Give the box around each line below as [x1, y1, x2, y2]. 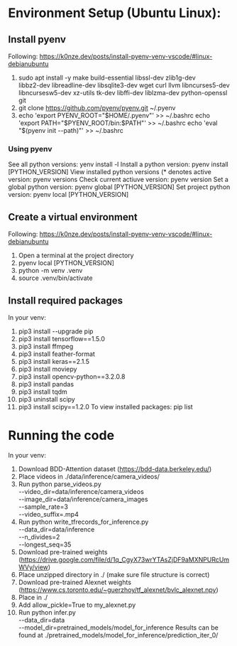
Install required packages [8, 294, 123, 306]
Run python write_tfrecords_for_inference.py [18, 517, 149, 526]
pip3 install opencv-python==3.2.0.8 [18, 372, 126, 381]
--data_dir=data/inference [18, 524, 95, 534]
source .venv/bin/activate [18, 274, 93, 282]
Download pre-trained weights [18, 547, 108, 556]
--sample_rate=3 [18, 502, 68, 511]
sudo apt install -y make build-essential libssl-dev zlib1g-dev [18, 73, 196, 82]
